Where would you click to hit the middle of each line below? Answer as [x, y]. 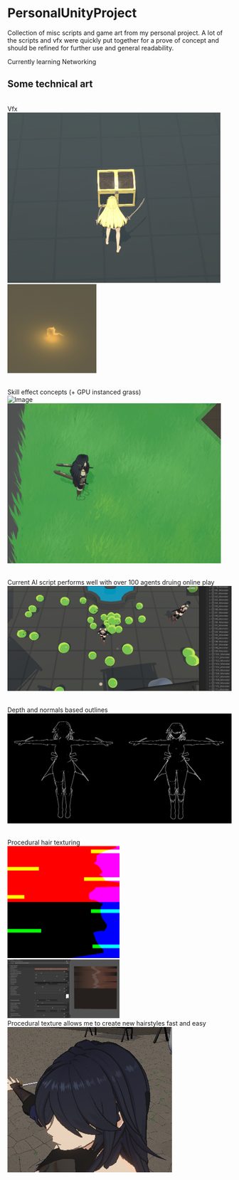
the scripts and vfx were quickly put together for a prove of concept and [113, 40]
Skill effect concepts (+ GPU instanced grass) [74, 392]
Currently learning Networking [52, 61]
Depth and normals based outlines [58, 710]
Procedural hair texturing [44, 843]
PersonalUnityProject [72, 13]
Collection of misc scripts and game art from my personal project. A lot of [115, 33]
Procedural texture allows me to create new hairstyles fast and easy [107, 1024]
